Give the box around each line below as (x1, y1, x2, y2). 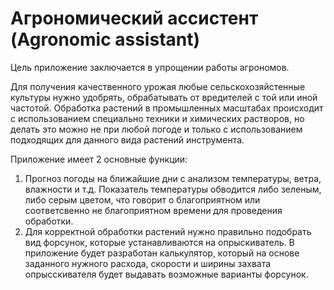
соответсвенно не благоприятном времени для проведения (24, 204, 283, 216)
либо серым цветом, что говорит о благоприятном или (24, 193, 261, 206)
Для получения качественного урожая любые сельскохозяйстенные (10, 80, 306, 92)
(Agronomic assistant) (10, 28, 201, 51)
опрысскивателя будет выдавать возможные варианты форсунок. (24, 268, 309, 280)
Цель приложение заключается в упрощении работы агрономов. (10, 61, 290, 73)
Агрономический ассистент (10, 7, 259, 30)
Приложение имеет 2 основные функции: (10, 153, 188, 165)
